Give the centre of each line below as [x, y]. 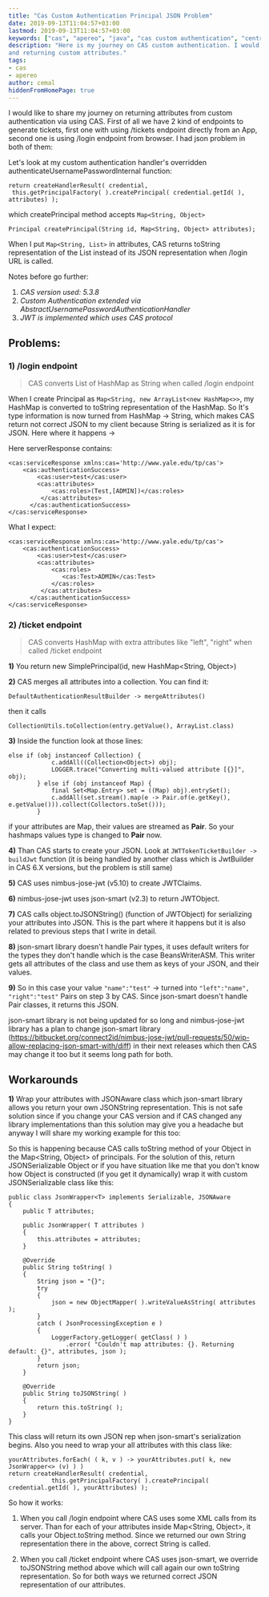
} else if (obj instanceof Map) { [94, 784]
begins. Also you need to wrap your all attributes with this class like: [120, 1445]
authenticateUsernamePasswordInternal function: [90, 171]
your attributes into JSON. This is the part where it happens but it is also [127, 923]
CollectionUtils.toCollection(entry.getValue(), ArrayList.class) [121, 726]
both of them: [31, 147]
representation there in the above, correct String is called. [115, 1544]
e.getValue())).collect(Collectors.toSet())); [87, 805]
